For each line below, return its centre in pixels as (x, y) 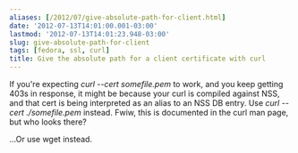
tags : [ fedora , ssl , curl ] (60, 51)
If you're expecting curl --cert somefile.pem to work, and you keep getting (146, 84)
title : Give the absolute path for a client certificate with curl (138, 59)
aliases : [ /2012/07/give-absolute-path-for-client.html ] (118, 17)
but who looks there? (48, 122)
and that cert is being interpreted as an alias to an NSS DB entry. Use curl (145, 103)
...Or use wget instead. (51, 139)
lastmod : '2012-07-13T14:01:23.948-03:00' (89, 34)
